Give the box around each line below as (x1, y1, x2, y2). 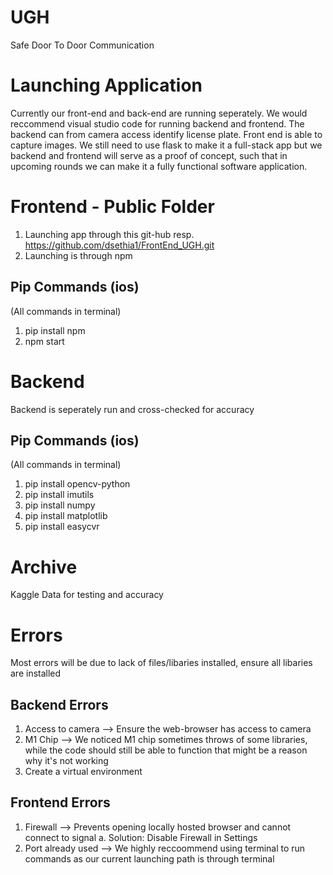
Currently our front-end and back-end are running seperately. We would (10, 107, 308, 119)
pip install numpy (24, 499, 96, 511)
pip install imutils (24, 489, 95, 501)
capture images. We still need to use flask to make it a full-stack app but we (10, 139, 323, 151)
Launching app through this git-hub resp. (24, 228, 195, 240)
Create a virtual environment (24, 766, 143, 778)
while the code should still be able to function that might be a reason (24, 744, 308, 756)
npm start (24, 335, 65, 347)
